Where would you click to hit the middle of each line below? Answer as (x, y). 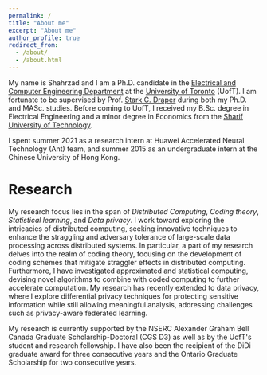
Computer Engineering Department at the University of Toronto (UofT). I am (132, 91)
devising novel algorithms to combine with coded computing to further (124, 279)
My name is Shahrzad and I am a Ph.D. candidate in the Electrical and (122, 82)
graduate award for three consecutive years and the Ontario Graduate (123, 354)
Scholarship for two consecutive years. (73, 362)
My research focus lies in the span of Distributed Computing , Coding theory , (133, 211)
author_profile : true (44, 38)
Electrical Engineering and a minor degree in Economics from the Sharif (126, 116)
